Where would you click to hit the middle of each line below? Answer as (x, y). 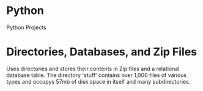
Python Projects (27, 27)
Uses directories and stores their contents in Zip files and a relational (93, 69)
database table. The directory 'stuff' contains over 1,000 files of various (97, 75)
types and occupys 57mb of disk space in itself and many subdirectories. (98, 81)
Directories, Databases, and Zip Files (102, 52)
